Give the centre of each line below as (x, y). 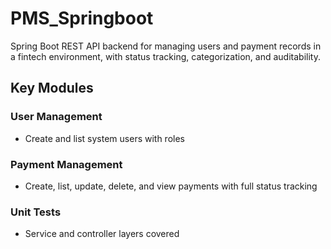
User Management (56, 117)
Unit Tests (36, 212)
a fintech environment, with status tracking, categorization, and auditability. (165, 56)
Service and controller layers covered (102, 234)
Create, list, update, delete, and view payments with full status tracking (171, 186)
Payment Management (66, 164)
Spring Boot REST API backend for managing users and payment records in (166, 46)
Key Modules (52, 88)
